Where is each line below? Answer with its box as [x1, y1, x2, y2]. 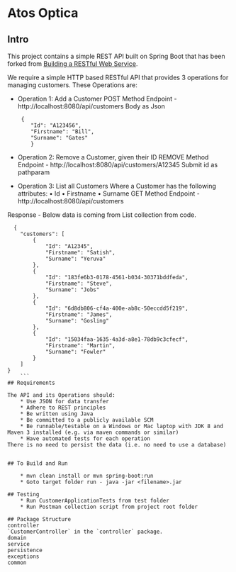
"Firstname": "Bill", [30, 128, 94, 135]
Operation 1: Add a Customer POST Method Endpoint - [17, 94, 177, 103]
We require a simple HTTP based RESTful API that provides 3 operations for [7, 73, 229, 82]
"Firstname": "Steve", [45, 280, 113, 287]
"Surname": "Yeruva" [45, 255, 106, 262]
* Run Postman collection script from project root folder [20, 503, 198, 510]
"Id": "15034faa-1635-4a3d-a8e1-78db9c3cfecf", [45, 336, 189, 343]
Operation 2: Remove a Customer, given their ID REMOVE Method [17, 153, 209, 161]
